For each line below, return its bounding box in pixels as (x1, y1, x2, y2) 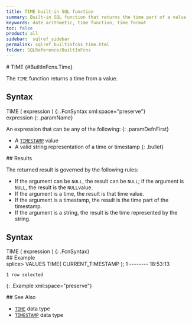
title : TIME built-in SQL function (6, 8, 94, 15)
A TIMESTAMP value (14, 137, 59, 144)
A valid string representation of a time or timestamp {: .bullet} (14, 143, 164, 150)
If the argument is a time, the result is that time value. (14, 190, 145, 197)
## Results (6, 154, 32, 161)
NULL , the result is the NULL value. (14, 184, 93, 191)
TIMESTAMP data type (14, 312, 64, 319)
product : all (6, 31, 38, 37)
